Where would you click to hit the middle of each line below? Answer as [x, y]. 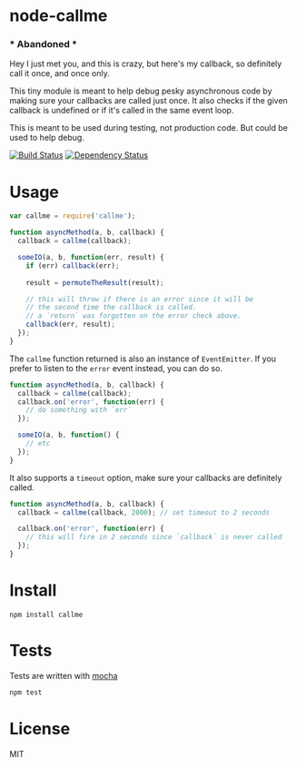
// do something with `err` [79, 410]
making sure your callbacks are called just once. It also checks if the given [148, 101]
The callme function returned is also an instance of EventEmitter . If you [143, 359]
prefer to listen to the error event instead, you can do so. [116, 368]
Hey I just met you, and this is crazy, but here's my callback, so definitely [146, 64]
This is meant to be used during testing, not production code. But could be [148, 128]
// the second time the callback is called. [111, 308]
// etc [38, 444]
